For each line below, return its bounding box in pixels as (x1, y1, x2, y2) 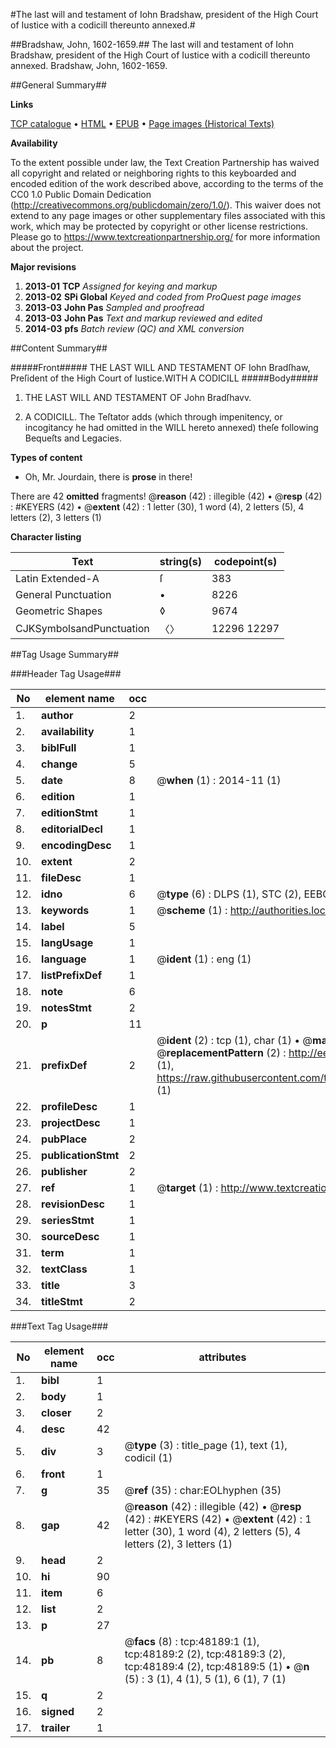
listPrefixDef (41, 969, 103, 982)
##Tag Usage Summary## (10, 649, 120, 660)
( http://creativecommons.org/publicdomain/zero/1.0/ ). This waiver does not (10, 199, 322, 211)
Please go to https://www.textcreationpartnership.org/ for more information (10, 231, 321, 243)
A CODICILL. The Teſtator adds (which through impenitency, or (24, 411, 283, 423)
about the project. (10, 242, 84, 253)
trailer (41, 1721, 71, 1734)
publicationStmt (41, 1149, 120, 1162)
